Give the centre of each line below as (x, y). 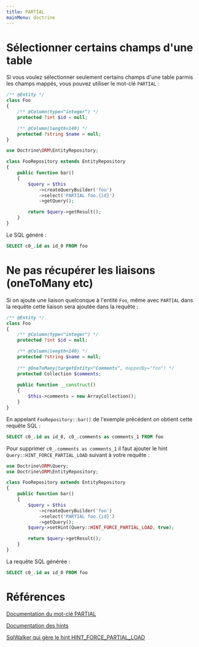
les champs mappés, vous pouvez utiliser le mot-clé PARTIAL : (83, 84)
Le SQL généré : (26, 235)
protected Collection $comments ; (59, 374)
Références (36, 597)
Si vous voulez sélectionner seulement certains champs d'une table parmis (100, 77)
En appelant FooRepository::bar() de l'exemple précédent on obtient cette (99, 419)
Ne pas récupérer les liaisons (81, 270)
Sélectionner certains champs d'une (100, 48)
